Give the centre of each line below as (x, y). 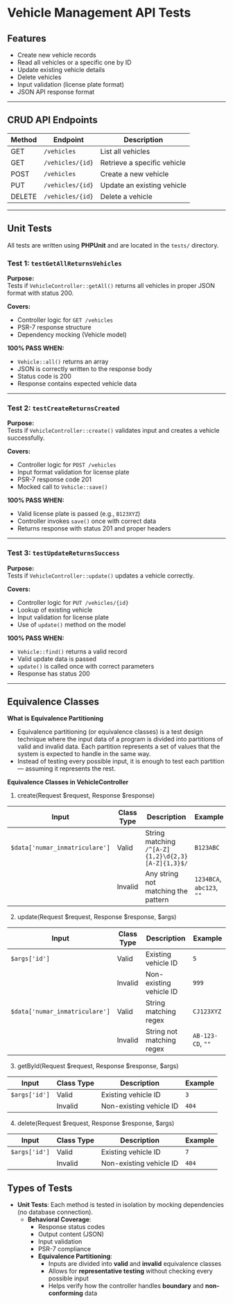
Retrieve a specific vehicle (143, 162)
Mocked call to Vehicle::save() (62, 487)
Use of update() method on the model (71, 624)
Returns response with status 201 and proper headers (94, 529)
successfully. (26, 438)
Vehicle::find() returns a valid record (72, 651)
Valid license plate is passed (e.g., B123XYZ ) (79, 514)
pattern (157, 900)
